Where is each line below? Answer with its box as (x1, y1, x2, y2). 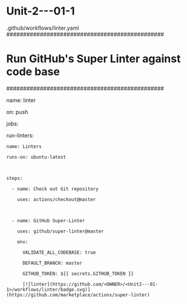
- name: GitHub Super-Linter (11, 217, 85, 223)
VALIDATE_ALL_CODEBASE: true (22, 249, 96, 256)
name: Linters (6, 144, 42, 150)
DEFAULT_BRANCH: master (22, 260, 83, 266)
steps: (6, 175, 23, 181)
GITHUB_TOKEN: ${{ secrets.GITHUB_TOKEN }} (22, 271, 134, 277)
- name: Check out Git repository (11, 186, 99, 192)
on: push (6, 108, 28, 116)
